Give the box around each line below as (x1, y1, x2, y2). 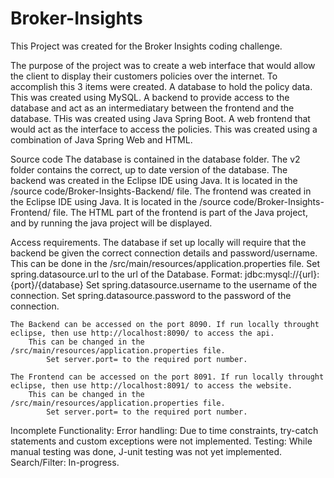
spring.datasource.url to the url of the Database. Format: (10, 268, 243, 280)
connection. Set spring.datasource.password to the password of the (10, 289, 292, 301)
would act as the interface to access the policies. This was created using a (10, 123, 318, 135)
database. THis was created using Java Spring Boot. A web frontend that (10, 112, 311, 124)
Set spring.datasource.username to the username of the (85, 278, 318, 291)
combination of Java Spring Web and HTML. (10, 133, 193, 146)
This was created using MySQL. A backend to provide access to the (10, 91, 290, 103)
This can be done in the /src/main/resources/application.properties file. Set (10, 257, 321, 269)
